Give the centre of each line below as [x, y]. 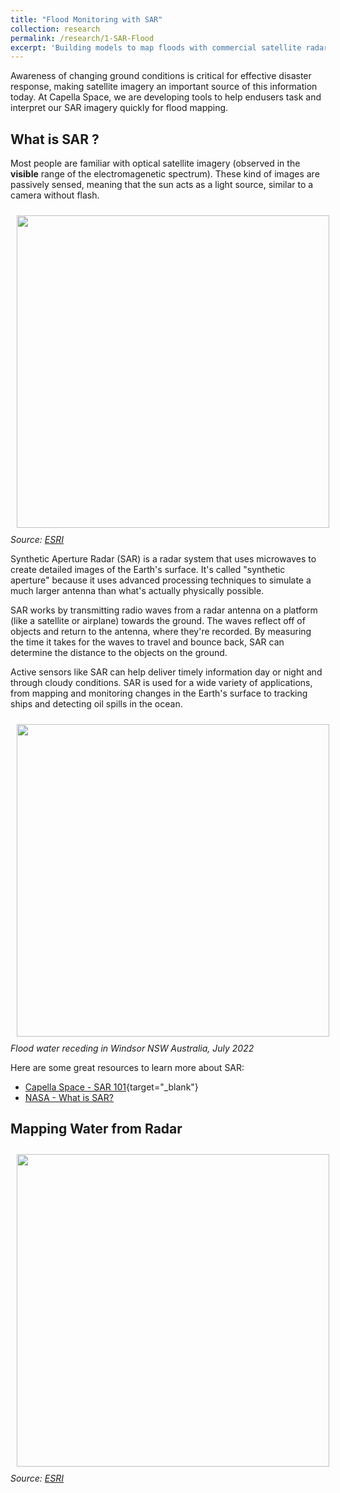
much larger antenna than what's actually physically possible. [137, 591]
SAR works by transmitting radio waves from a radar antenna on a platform [164, 610]
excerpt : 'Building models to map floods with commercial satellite [156, 47]
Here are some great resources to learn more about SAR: [127, 1068]
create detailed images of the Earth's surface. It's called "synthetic [148, 570]
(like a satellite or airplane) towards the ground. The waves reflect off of [158, 621]
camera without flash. [55, 195]
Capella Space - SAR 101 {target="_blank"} [111, 1087]
